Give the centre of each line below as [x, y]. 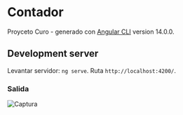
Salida [18, 88]
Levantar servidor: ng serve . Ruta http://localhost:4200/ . [92, 70]
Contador [36, 12]
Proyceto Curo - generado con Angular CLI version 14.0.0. [91, 32]
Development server [53, 54]
